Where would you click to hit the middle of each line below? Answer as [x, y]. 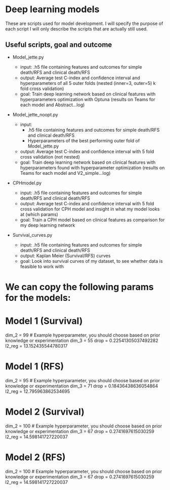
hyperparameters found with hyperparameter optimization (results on [92, 167]
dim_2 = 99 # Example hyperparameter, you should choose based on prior [83, 335]
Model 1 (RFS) [35, 366]
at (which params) [39, 214]
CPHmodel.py [27, 183]
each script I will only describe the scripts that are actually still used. [76, 28]
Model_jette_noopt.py [35, 114]
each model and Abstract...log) [52, 105]
